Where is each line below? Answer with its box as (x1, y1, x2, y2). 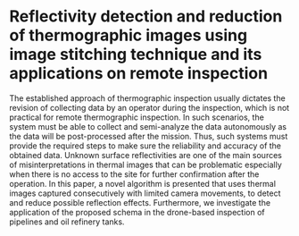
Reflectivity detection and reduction (9, 6, 283, 27)
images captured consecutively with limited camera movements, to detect (9, 188, 281, 198)
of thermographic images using (9, 25, 248, 46)
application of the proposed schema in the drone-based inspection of (9, 206, 265, 217)
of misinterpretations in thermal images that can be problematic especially (9, 159, 283, 170)
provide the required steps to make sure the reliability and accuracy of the (9, 140, 282, 151)
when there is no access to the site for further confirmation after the (9, 168, 260, 180)
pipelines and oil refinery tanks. (9, 216, 125, 227)
